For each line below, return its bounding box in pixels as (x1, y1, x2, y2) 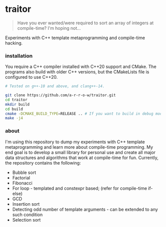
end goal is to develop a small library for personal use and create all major (5, 149, 156, 155)
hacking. (5, 40, 23, 46)
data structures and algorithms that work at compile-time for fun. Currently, (5, 155, 159, 161)
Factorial (12, 174, 31, 180)
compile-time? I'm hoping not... (17, 25, 81, 31)
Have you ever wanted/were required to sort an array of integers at (17, 20, 154, 26)
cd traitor (5, 97, 28, 102)
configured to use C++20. (5, 74, 58, 80)
